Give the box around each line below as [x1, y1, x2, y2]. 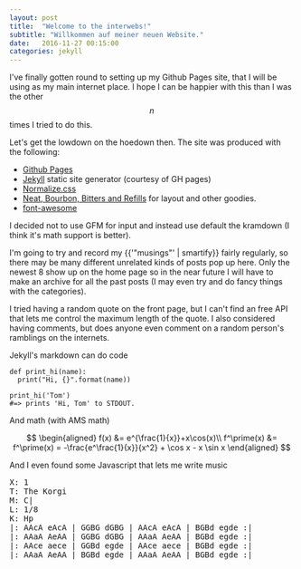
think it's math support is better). [9, 230, 131, 241]
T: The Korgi [9, 487, 68, 497]
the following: [9, 147, 61, 158]
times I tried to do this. [9, 120, 93, 130]
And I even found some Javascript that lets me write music [9, 459, 228, 471]
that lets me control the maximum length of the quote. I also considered [9, 313, 276, 324]
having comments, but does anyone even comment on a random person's [9, 323, 285, 333]
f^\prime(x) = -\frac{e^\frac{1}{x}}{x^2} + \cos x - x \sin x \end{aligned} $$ [13, 442, 291, 453]
